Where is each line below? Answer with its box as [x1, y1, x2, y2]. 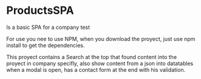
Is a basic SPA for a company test [6, 24, 90, 31]
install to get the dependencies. [6, 42, 85, 49]
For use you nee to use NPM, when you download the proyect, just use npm [6, 35, 196, 42]
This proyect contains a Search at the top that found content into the [6, 53, 177, 60]
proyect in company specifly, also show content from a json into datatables [6, 60, 194, 67]
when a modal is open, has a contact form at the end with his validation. [6, 66, 186, 73]
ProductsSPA [6, 4, 74, 17]
